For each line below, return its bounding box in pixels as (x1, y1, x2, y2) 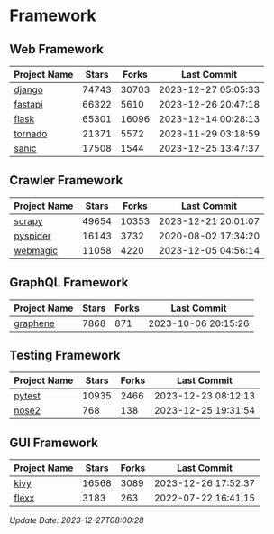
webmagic (14, 244, 59, 257)
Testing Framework (9, 348, 121, 363)
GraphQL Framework (9, 275, 129, 290)
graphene (14, 317, 56, 330)
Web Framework (9, 42, 104, 57)
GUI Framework (9, 435, 99, 450)
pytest (14, 389, 41, 402)
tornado (14, 127, 48, 140)
